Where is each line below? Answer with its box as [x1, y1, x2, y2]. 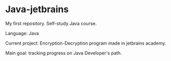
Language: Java [5, 30, 39, 36]
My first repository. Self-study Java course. [5, 20, 97, 26]
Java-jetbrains [5, 4, 69, 15]
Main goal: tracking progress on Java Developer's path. [5, 50, 122, 56]
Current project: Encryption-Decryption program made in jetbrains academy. [5, 40, 166, 46]
